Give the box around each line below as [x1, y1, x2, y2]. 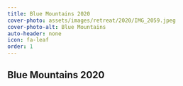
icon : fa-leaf [7, 37, 50, 44]
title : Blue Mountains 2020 [7, 10, 91, 18]
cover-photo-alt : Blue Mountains [7, 23, 106, 30]
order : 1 [7, 43, 33, 50]
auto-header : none [7, 30, 62, 37]
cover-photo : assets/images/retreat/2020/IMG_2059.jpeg [7, 17, 176, 24]
